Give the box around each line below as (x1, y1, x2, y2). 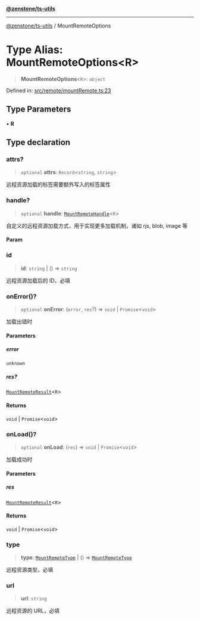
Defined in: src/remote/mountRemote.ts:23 (6, 86, 111, 94)
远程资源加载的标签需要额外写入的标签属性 (6, 181, 111, 188)
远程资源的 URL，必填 (6, 607, 60, 615)
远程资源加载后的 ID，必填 (6, 277, 70, 284)
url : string (20, 595, 48, 602)
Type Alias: (6, 43, 64, 57)
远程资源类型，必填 (6, 566, 54, 573)
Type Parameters (6, 104, 71, 114)
